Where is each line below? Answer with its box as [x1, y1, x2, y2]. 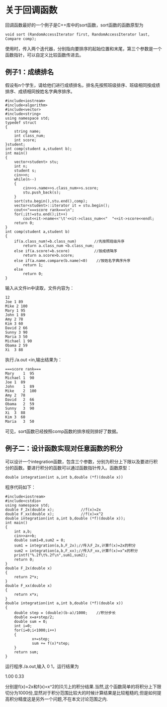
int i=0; [14, 623, 32, 628]
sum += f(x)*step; [31, 641, 70, 646]
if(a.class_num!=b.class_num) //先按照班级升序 [14, 239, 125, 244]
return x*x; [14, 592, 39, 597]
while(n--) [14, 177, 37, 182]
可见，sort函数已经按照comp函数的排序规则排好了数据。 [5, 428, 121, 434]
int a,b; [14, 529, 32, 534]
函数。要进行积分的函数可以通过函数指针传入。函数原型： [13, 465, 132, 471]
